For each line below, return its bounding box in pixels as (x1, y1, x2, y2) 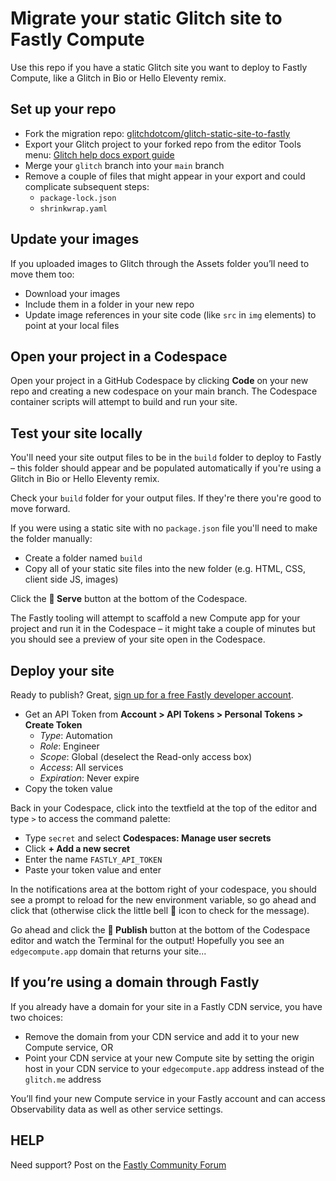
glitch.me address (24, 1073, 102, 1085)
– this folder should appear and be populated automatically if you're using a (10, 462, 322, 474)
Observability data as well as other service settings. (10, 1103, 224, 1115)
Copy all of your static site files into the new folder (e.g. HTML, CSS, (24, 563, 307, 575)
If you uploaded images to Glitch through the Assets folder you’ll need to (10, 257, 310, 269)
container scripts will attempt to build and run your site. (10, 396, 238, 408)
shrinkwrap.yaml (39, 203, 108, 214)
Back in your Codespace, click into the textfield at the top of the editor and (10, 802, 318, 814)
